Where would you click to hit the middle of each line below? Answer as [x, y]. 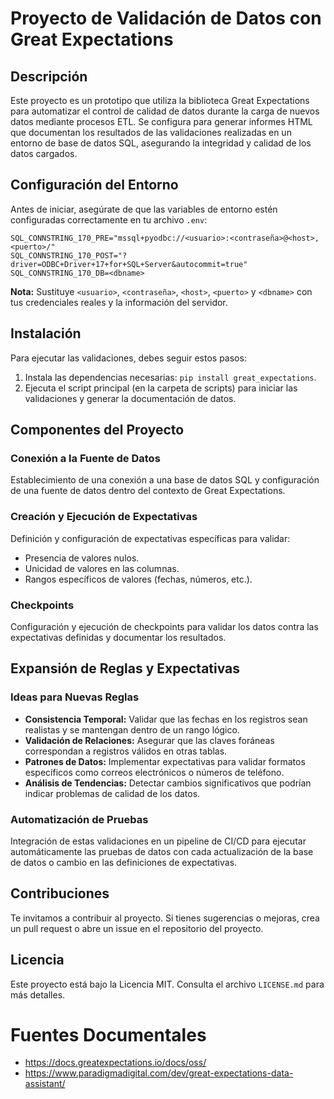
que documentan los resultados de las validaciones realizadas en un [151, 132]
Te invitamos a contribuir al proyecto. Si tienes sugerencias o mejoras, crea [165, 918]
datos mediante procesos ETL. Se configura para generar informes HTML [161, 121]
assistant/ [45, 1084]
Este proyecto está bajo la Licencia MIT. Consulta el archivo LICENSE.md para [167, 984]
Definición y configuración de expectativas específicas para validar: [150, 538]
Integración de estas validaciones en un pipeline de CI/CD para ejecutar [158, 841]
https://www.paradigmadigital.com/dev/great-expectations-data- [159, 1073]
